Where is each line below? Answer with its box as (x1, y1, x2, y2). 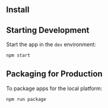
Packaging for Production (6, 69, 103, 79)
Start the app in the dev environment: (6, 41, 96, 48)
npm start (6, 53, 31, 58)
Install (6, 5, 30, 15)
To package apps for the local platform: (6, 85, 103, 92)
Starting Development (6, 25, 90, 35)
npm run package (6, 96, 46, 102)
